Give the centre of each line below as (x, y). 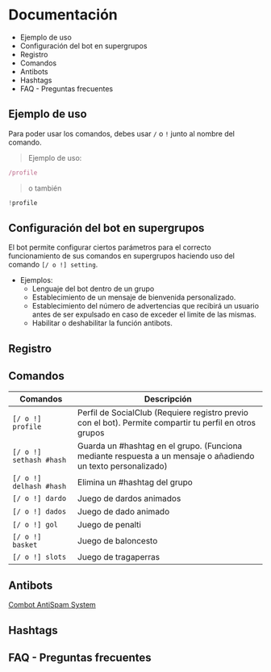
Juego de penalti (109, 524)
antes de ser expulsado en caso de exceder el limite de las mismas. (144, 315)
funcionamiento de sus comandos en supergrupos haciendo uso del (122, 256)
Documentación (63, 15)
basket (25, 544)
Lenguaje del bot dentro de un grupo (93, 289)
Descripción (168, 399)
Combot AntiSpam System (52, 605)
